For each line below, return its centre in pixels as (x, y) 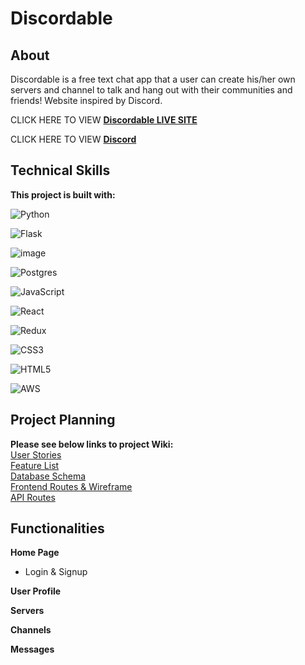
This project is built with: (63, 194)
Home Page (35, 553)
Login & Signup (56, 572)
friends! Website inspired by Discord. (86, 100)
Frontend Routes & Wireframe (71, 486)
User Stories (36, 454)
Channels (31, 630)
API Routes (33, 497)
